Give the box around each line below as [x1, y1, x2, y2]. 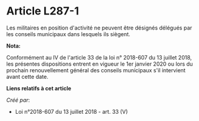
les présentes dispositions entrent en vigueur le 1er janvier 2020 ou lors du [6, 60, 193, 67]
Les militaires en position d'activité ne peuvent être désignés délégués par [6, 24, 192, 31]
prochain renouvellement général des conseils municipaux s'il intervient [6, 66, 186, 73]
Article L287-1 [6, 4, 79, 18]
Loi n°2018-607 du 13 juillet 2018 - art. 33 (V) [15, 108, 128, 115]
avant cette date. [6, 73, 49, 80]
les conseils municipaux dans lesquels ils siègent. [6, 30, 130, 37]
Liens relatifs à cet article [6, 84, 72, 92]
